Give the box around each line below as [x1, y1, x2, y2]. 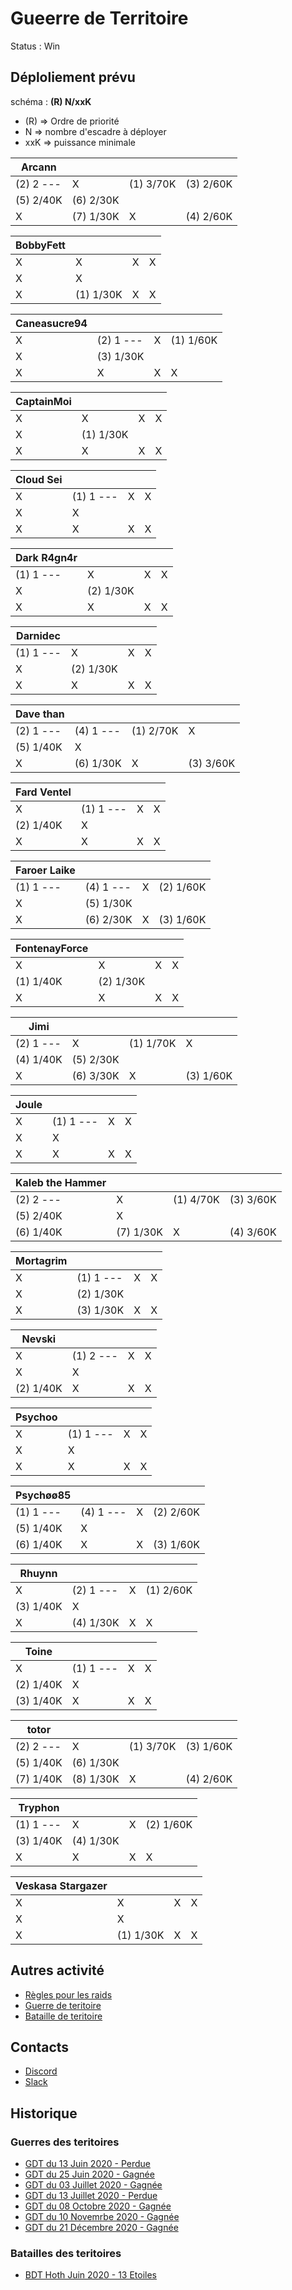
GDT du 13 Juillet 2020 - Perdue [24, 2190, 158, 2202]
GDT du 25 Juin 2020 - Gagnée [24, 2168, 155, 2181]
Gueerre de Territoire [10, 7, 189, 30]
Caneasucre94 [15, 316, 88, 330]
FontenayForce [15, 941, 89, 955]
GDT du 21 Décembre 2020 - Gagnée [24, 2222, 179, 2234]
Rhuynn [19, 1566, 58, 1580]
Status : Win [10, 40, 61, 52]
